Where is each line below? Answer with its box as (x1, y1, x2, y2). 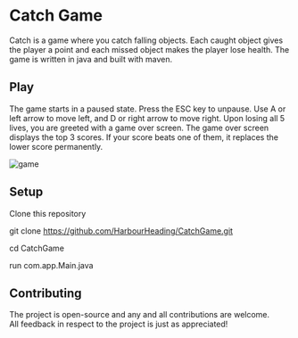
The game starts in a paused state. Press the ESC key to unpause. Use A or (9, 103, 286, 114)
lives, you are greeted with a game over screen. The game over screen (9, 122, 269, 133)
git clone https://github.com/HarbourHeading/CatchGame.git (9, 225, 234, 236)
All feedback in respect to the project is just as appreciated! (9, 318, 228, 330)
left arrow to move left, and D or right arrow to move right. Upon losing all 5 (9, 112, 286, 123)
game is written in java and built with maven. (9, 54, 173, 64)
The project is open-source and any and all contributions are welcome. (9, 309, 270, 320)
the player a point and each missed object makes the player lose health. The (9, 44, 290, 54)
